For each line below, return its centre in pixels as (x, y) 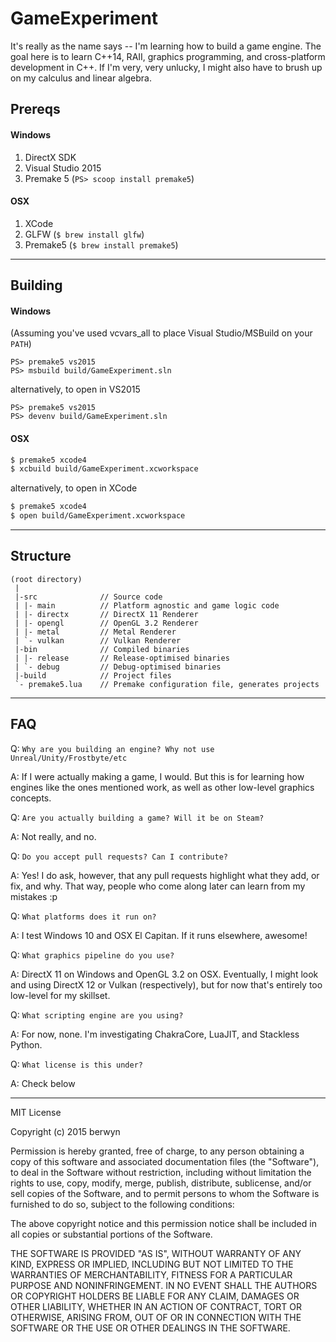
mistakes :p (34, 896)
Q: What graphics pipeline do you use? (92, 954)
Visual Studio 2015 (63, 168)
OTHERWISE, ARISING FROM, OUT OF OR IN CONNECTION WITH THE (156, 1317)
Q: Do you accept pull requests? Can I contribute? (119, 856)
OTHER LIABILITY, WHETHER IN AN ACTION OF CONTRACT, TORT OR (156, 1306)
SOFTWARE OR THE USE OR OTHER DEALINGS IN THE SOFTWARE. (150, 1328)
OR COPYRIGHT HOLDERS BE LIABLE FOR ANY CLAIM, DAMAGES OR (155, 1296)
